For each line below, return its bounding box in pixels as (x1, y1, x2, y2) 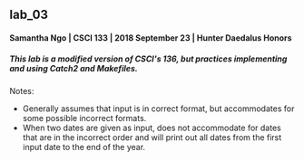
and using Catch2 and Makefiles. (9, 62, 139, 73)
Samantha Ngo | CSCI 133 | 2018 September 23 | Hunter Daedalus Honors (9, 32, 292, 43)
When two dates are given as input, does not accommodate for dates (22, 122, 281, 133)
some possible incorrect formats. (22, 112, 147, 123)
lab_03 (9, 7, 48, 23)
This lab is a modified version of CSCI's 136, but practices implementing (9, 53, 288, 64)
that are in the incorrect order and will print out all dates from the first (22, 131, 282, 143)
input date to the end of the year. (22, 141, 146, 152)
